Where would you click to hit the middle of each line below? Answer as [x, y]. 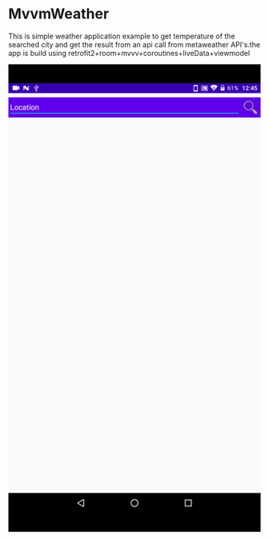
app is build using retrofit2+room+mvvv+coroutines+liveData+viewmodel [129, 53]
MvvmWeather [59, 14]
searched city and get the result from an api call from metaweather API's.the [134, 44]
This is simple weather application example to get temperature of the [122, 36]
